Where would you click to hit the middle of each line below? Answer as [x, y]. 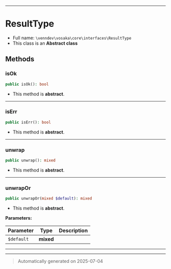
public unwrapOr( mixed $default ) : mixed [49, 198]
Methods [20, 59]
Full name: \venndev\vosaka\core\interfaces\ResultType [72, 38]
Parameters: [19, 218]
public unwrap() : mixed [31, 160]
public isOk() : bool [27, 84]
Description [73, 230]
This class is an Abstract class [45, 43]
